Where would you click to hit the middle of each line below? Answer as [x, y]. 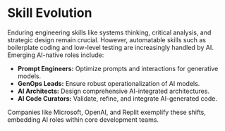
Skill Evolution [50, 13]
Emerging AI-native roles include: [56, 55]
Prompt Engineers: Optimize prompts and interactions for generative [118, 68]
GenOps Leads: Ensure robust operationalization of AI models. [109, 83]
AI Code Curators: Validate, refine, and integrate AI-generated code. [117, 98]
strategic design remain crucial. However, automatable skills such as [107, 39]
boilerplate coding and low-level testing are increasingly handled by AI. [110, 47]
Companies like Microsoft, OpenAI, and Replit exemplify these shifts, [107, 112]
